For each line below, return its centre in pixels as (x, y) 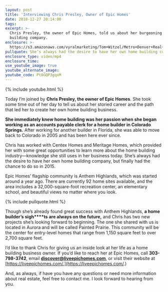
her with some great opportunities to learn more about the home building (80, 150)
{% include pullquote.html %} (35, 201)
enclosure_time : (22, 61)
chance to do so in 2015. (30, 166)
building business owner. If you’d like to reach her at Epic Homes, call (77, 253)
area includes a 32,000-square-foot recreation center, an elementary (76, 186)
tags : (11, 24)
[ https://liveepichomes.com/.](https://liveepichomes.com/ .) (66, 263)
